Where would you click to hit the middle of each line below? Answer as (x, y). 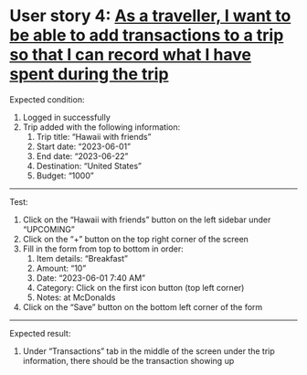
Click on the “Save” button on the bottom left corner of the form (143, 306)
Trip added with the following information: (101, 127)
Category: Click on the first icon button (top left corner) (140, 287)
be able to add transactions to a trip (147, 35)
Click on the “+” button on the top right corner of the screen (136, 239)
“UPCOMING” (48, 229)
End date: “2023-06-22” (82, 155)
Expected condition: (47, 99)
